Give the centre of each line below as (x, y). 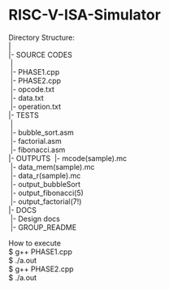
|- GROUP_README (43, 227)
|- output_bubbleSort (45, 184)
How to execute (35, 243)
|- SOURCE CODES (41, 54)
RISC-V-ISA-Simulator (84, 15)
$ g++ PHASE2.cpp (41, 269)
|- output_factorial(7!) (46, 201)
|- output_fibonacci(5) (47, 193)
